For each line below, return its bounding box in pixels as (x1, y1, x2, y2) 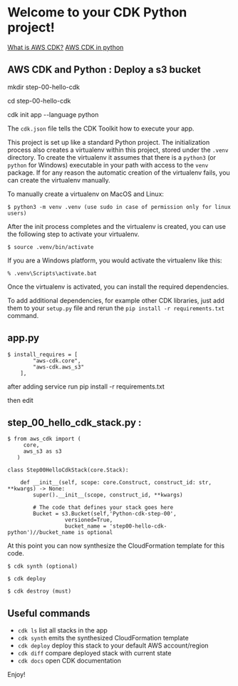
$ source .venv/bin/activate (7, 243, 94, 250)
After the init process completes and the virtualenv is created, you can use (7, 222, 227, 230)
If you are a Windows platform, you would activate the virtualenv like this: (7, 256, 222, 265)
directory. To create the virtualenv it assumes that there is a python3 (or (7, 153, 216, 161)
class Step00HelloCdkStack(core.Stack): (7, 466, 130, 474)
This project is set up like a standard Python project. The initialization (7, 138, 210, 146)
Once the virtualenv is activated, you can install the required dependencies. (7, 282, 229, 291)
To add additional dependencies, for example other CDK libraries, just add (7, 296, 224, 304)
